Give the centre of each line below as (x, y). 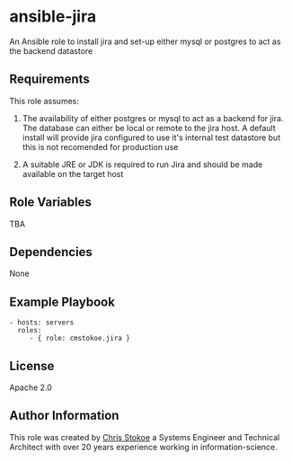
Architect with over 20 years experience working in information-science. (143, 447)
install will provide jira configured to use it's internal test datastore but (151, 137)
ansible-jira (53, 17)
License (32, 366)
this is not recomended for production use (100, 146)
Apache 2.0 (31, 387)
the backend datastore (51, 50)
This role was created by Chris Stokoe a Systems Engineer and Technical (145, 437)
